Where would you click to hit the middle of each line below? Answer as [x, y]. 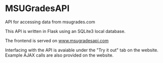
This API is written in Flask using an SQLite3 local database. [65, 31]
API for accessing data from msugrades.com [50, 22]
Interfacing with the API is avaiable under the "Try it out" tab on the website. [82, 50]
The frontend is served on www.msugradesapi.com [57, 40]
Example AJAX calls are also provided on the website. [59, 55]
